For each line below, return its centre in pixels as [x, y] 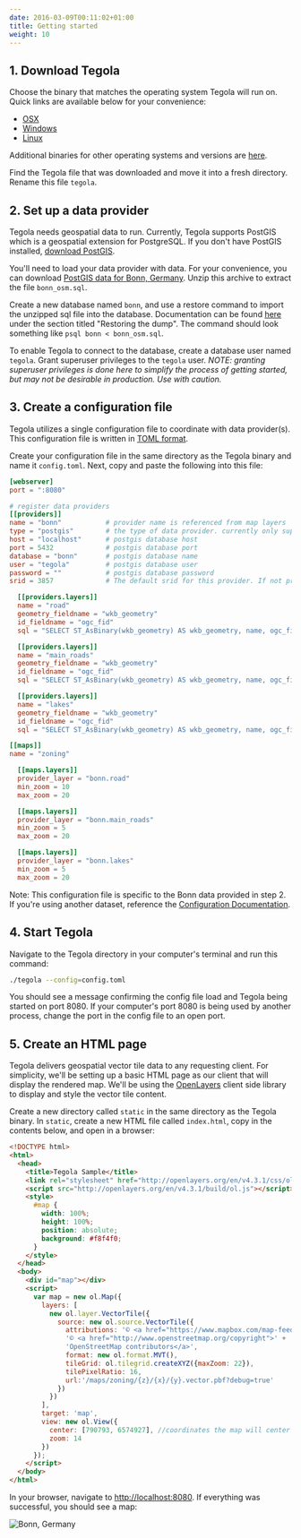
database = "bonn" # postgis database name [104, 556]
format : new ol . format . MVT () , [122, 1355]
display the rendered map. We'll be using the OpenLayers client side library [148, 1085]
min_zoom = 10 [43, 786]
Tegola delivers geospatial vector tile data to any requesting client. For [139, 1066]
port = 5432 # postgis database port [104, 547]
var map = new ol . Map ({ [77, 1297]
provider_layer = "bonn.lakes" [76, 861]
